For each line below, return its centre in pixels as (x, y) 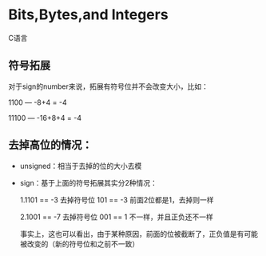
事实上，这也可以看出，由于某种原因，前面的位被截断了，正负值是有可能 (139, 234)
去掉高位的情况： (50, 145)
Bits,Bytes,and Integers (89, 15)
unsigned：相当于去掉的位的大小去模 (81, 166)
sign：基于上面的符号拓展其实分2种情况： (88, 182)
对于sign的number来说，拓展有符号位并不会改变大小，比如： (109, 86)
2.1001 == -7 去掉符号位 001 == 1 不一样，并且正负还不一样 (116, 217)
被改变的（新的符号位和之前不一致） (79, 244)
